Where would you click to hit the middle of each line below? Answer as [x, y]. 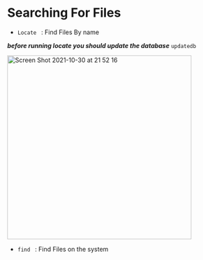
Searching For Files [64, 13]
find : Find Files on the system [63, 249]
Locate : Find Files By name [58, 32]
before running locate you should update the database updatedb [102, 45]
